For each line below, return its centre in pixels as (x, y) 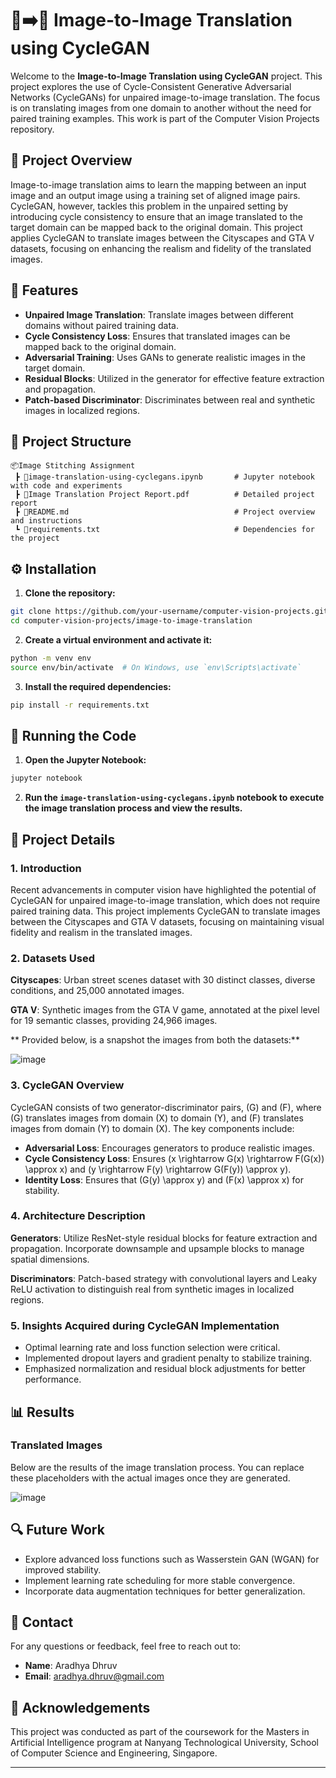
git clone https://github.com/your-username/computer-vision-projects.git (169, 612)
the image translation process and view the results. (133, 808)
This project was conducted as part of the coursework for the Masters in (160, 1732)
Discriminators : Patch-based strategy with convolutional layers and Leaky (163, 1278)
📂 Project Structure (71, 441)
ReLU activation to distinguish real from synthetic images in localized (152, 1289)
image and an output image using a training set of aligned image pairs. (155, 195)
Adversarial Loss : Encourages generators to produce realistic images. (170, 1148)
